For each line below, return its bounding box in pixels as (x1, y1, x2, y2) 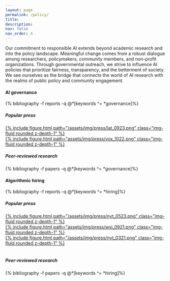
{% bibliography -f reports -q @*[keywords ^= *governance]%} (5, 100, 139, 107)
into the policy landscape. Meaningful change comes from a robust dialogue (5, 50, 165, 57)
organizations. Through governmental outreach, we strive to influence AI (5, 62, 158, 67)
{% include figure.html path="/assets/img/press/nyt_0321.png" (5, 235, 137, 241)
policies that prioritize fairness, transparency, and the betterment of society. (5, 67, 165, 73)
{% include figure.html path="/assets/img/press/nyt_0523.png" (5, 213, 138, 219)
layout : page (5, 7, 33, 13)
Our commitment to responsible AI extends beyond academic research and (5, 45, 163, 51)
